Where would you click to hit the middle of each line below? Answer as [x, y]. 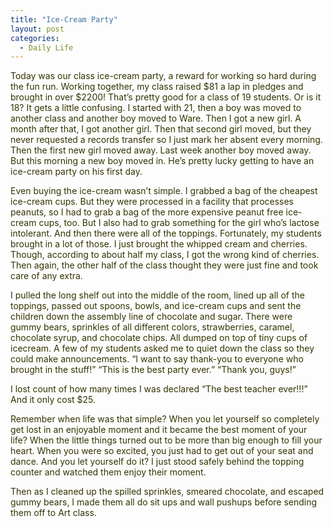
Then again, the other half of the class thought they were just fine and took [164, 265]
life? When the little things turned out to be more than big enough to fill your [166, 440]
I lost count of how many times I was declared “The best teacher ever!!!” [159, 389]
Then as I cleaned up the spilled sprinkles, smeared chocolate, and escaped [167, 492]
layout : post [37, 29]
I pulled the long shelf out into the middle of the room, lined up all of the [157, 295]
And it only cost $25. [53, 400]
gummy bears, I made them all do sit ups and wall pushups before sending [164, 502]
